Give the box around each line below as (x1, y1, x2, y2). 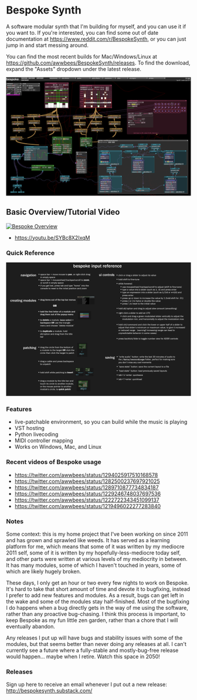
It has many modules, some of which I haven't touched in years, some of (6, 562, 182, 569)
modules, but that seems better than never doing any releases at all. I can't (6, 641, 186, 648)
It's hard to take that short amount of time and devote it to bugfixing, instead (6, 586, 191, 593)
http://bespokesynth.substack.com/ (6, 687, 93, 694)
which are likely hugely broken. (6, 568, 81, 575)
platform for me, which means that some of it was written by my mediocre (6, 543, 185, 550)
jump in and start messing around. (6, 42, 89, 49)
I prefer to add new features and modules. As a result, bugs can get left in (6, 592, 184, 599)
